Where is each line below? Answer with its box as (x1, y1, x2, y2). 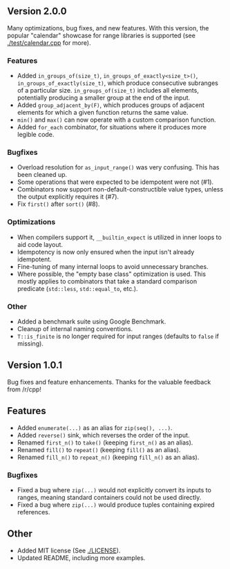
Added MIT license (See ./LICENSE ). (17, 546, 121, 554)
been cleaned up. (17, 171, 68, 179)
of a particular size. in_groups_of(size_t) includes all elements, (17, 86, 199, 95)
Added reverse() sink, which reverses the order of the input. (17, 431, 190, 439)
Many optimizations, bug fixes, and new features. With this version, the (7, 24, 209, 32)
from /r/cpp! (7, 385, 41, 393)
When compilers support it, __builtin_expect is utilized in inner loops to (17, 233, 222, 241)
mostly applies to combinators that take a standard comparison (17, 277, 198, 286)
